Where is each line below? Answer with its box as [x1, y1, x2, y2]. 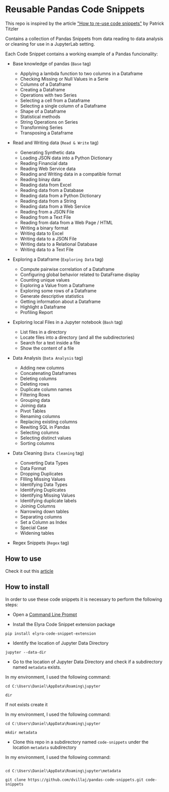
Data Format [20, 465, 47, 471]
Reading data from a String [20, 198, 77, 204]
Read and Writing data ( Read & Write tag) [12, 140, 99, 146]
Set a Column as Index [20, 519, 67, 525]
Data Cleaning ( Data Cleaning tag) [12, 450, 85, 456]
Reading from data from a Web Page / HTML [20, 219, 113, 225]
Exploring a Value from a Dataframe [20, 282, 95, 288]
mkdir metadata [5, 730, 37, 735]
